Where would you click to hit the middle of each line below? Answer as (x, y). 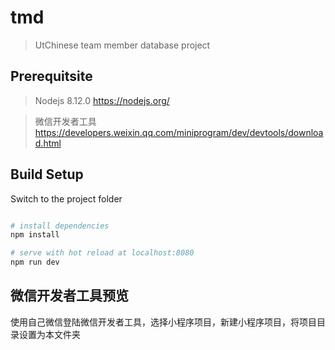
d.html (48, 143)
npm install (35, 235)
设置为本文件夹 (49, 334)
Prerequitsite (51, 76)
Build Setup (47, 174)
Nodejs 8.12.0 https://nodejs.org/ (102, 100)
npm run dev (35, 262)
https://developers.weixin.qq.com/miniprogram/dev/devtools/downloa (179, 132)
